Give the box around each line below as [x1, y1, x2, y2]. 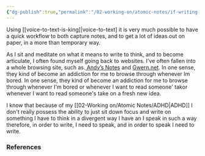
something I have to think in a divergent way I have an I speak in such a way [6, 114, 197, 122]
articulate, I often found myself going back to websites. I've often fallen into [6, 57, 196, 64]
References [6, 143, 41, 151]
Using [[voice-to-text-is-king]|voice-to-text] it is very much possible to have [6, 26, 198, 33]
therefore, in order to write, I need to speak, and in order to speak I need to [6, 121, 195, 128]
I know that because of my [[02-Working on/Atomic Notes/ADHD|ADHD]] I [6, 102, 193, 109]
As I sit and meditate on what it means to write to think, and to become [6, 50, 184, 58]
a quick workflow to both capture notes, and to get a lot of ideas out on [6, 32, 185, 40]
